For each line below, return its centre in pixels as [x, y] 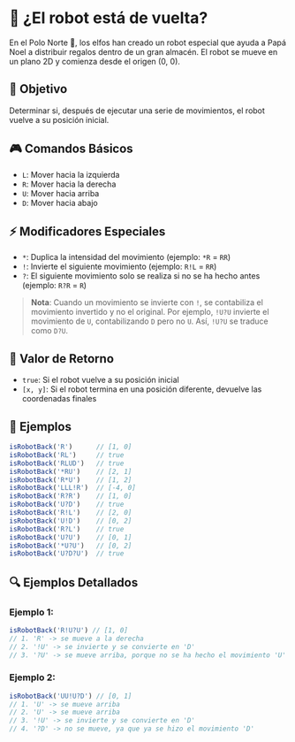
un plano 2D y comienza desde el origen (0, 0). [95, 61]
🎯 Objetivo [38, 89]
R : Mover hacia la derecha [69, 184]
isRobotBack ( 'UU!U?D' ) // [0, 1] [71, 696]
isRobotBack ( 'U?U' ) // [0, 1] [71, 537]
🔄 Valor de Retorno [62, 359]
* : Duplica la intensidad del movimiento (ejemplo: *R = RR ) [126, 257]
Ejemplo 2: [32, 677]
